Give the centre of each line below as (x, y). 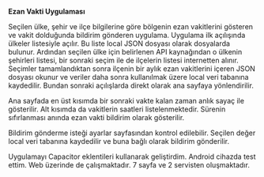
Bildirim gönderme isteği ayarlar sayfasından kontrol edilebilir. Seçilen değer (132, 133)
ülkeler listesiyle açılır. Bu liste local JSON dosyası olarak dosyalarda (119, 43)
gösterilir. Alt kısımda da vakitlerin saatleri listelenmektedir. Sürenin (117, 109)
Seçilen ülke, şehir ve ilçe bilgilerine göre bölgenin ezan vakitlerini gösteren (131, 26)
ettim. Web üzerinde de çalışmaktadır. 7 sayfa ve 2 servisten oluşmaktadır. (129, 165)
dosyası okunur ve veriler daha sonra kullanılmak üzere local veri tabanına (128, 77)
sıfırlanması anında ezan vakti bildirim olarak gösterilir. (96, 117)
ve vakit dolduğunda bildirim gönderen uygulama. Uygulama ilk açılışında (127, 35)
